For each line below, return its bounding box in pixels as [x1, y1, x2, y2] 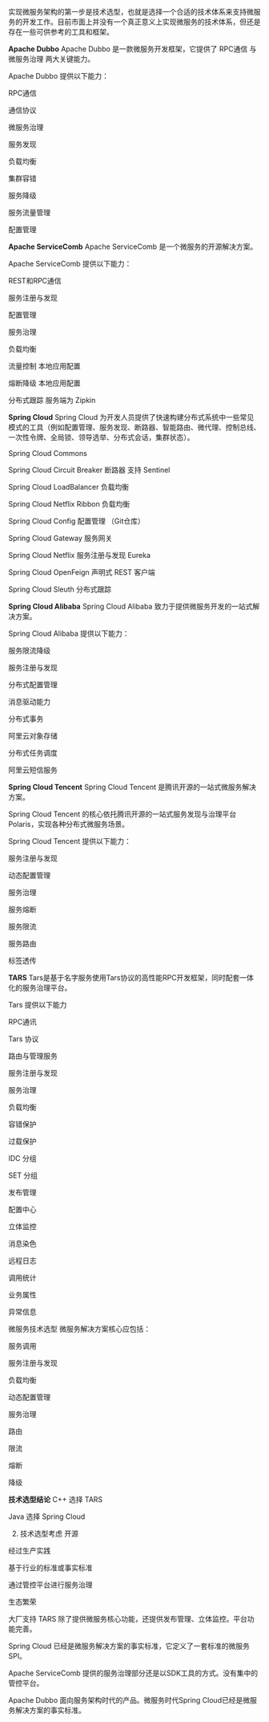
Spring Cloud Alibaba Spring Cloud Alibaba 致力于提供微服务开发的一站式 [8, 601, 253, 611]
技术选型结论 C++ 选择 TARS [8, 1495, 103, 1504]
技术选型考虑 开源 [19, 1529, 78, 1538]
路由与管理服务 [8, 1051, 58, 1060]
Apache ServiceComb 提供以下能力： [8, 259, 132, 268]
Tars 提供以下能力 [8, 1000, 67, 1009]
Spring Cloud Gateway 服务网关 [8, 533, 113, 543]
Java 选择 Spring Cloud [8, 1512, 86, 1521]
